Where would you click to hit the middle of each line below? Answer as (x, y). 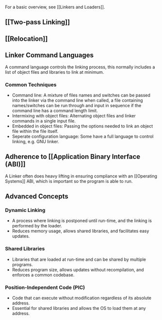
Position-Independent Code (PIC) (45, 287)
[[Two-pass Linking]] (38, 22)
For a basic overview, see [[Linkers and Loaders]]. (55, 7)
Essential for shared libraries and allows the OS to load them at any (79, 308)
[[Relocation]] (26, 39)
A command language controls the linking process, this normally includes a (80, 67)
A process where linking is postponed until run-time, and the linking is (82, 221)
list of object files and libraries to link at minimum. (55, 72)
